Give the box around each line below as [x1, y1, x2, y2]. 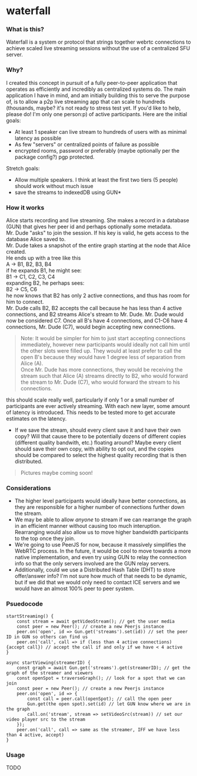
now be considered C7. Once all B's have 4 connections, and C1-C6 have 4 [6, 317, 188, 324]
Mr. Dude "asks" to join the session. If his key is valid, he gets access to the [6, 229, 189, 236]
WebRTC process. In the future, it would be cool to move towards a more [14, 547, 191, 555]
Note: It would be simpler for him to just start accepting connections [20, 335, 186, 342]
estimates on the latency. [6, 415, 67, 422]
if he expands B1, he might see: [6, 267, 82, 274]
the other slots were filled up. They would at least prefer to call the [20, 347, 182, 354]
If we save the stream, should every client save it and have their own [14, 426, 181, 434]
